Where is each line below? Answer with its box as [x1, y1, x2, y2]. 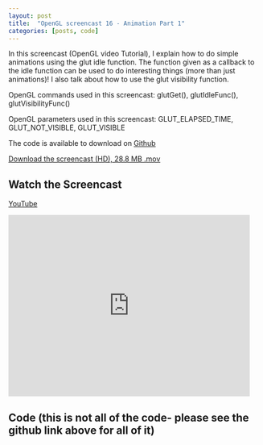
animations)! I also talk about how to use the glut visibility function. [8, 74, 229, 85]
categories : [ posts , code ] [8, 27, 99, 35]
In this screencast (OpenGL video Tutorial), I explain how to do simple [8, 49, 239, 59]
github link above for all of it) [8, 423, 155, 437]
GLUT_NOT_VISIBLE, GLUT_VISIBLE [8, 123, 125, 133]
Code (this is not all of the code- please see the [8, 410, 249, 424]
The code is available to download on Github [8, 139, 156, 148]
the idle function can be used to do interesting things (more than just [8, 66, 236, 76]
